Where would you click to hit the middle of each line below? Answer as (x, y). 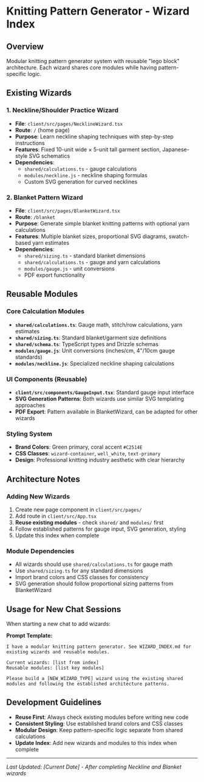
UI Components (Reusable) (47, 379)
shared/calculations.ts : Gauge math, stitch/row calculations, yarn (99, 325)
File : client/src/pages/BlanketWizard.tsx (67, 210)
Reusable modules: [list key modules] (55, 668)
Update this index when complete (57, 535)
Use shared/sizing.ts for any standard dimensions (79, 571)
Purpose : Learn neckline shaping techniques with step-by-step (94, 136)
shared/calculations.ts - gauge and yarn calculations (92, 262)
